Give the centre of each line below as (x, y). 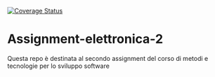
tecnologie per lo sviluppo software (59, 66)
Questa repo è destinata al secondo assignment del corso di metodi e (108, 58)
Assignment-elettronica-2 (85, 39)
